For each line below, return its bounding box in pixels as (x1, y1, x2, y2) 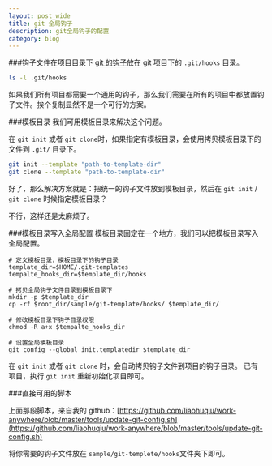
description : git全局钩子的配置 (8, 27, 110, 35)
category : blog (8, 34, 60, 43)
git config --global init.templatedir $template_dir (8, 345, 191, 353)
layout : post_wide (8, 11, 71, 20)
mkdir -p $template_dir (8, 293, 89, 301)
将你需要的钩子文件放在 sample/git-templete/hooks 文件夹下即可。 (8, 448, 230, 458)
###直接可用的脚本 (8, 388, 72, 398)
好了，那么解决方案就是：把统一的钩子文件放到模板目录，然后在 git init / (8, 183, 258, 193)
